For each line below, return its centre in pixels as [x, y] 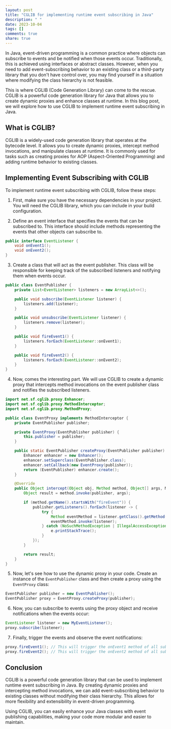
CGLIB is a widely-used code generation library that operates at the [76, 140]
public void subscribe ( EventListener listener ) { [68, 299]
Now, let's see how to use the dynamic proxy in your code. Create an [85, 574]
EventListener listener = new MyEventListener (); [59, 623]
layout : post [19, 10]
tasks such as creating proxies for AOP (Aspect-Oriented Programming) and [85, 156]
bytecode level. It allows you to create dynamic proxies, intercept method [82, 145]
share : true [18, 39]
